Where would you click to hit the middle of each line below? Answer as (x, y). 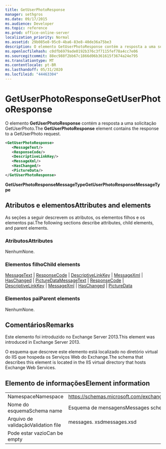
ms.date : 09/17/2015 (26, 19)
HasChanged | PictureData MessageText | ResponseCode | (65, 280)
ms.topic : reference (26, 28)
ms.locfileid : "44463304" (32, 74)
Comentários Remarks (40, 325)
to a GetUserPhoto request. (33, 133)
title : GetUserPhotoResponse (35, 10)
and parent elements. (27, 228)
